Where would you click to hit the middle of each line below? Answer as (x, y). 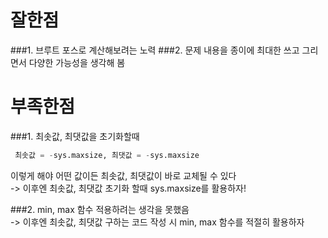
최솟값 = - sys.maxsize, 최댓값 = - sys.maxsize (107, 155)
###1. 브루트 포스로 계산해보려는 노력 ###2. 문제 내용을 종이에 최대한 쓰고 (155, 50)
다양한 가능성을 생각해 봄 (77, 62)
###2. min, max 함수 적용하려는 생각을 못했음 (100, 209)
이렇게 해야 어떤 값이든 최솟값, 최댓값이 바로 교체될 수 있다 (123, 175)
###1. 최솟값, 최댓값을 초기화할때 (75, 136)
